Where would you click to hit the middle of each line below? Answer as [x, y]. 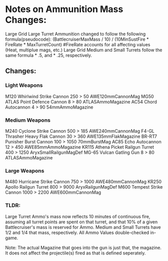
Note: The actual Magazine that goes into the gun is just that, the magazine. [83, 247]
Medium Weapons [28, 120]
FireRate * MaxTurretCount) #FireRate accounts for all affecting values [78, 44]
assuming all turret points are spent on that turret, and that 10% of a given [81, 222]
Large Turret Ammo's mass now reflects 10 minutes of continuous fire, [78, 216]
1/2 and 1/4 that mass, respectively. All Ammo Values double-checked [77, 232]
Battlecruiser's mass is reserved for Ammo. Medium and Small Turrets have [83, 227]
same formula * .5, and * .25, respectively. [49, 55]
